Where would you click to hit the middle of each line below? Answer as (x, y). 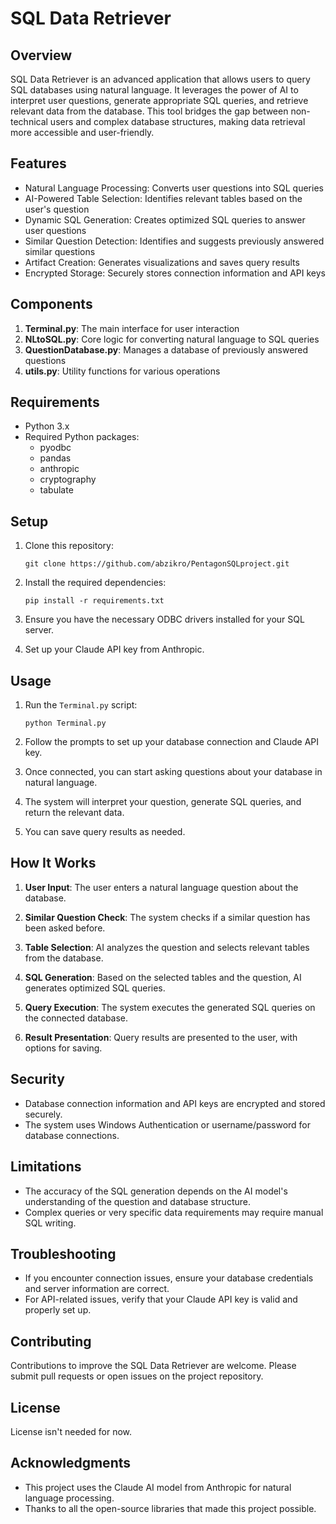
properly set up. (58, 1310)
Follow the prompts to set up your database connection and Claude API (172, 742)
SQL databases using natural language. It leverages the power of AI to (154, 90)
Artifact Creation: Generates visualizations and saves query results (162, 262)
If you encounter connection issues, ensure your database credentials (169, 1278)
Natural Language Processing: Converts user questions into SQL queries (174, 188)
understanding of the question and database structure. (137, 1201)
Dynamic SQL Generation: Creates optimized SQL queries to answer (165, 219)
